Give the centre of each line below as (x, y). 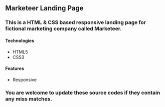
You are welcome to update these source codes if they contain (83, 92)
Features (15, 68)
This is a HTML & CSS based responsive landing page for (76, 22)
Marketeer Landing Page (44, 8)
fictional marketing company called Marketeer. (63, 28)
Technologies (20, 40)
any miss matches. (29, 98)
